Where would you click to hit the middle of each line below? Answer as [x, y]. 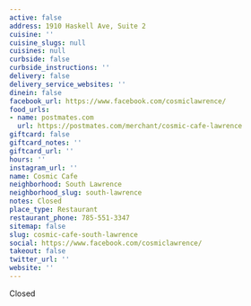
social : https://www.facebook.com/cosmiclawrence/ [106, 243]
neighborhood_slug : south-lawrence [76, 193]
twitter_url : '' [39, 260]
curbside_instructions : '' [60, 68]
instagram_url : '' [43, 168]
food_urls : [30, 109]
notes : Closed [36, 201]
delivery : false [39, 76]
